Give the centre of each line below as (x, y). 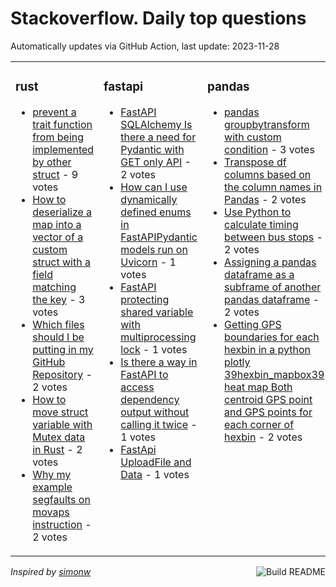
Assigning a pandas (270, 262)
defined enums (156, 212)
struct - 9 (55, 174)
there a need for (158, 137)
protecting (145, 299)
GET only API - (156, 162)
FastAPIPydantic (159, 237)
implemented (63, 149)
